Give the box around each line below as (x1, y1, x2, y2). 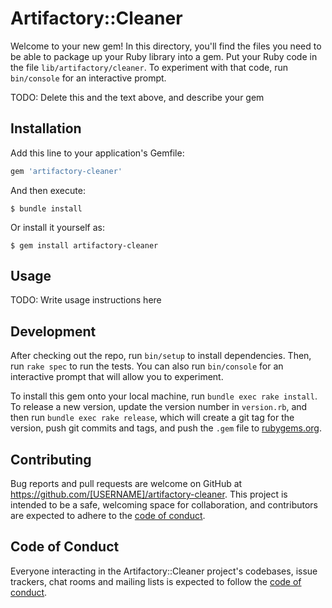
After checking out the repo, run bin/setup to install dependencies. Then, (10, 350, 312, 362)
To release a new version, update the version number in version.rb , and (10, 401, 308, 413)
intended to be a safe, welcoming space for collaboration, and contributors (10, 499, 318, 511)
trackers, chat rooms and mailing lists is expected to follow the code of (10, 575, 302, 587)
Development (10, 323, 97, 340)
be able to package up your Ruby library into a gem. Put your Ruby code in (10, 50, 318, 62)
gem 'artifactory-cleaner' (10, 166, 123, 176)
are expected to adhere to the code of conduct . (10, 510, 206, 522)
